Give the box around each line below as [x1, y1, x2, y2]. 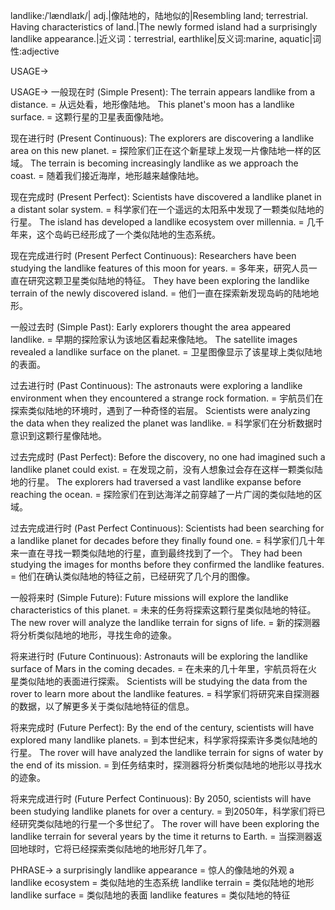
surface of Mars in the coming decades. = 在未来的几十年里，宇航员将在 [10, 663, 309, 674]
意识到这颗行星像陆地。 [10, 430, 107, 441]
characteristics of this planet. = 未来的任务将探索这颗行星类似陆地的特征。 [10, 604, 317, 616]
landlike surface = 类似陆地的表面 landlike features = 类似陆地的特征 [10, 889, 291, 901]
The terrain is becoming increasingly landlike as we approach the [29, 157, 299, 169]
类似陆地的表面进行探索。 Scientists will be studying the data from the [18, 675, 308, 687]
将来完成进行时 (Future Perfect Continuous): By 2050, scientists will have [10, 793, 312, 804]
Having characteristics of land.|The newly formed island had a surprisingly [10, 21, 318, 33]
